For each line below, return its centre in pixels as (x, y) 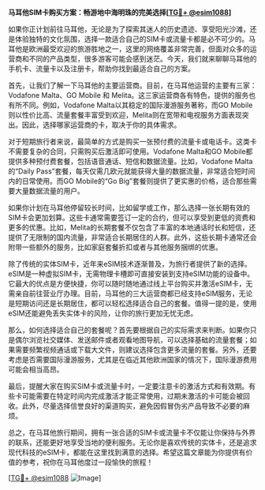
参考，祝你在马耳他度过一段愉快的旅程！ (88, 462)
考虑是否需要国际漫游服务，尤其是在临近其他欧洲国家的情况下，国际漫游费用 (132, 359)
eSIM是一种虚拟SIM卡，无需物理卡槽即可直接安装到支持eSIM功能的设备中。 (131, 274)
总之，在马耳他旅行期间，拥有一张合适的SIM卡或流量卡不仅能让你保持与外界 (132, 432)
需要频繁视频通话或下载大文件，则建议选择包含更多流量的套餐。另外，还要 (136, 350)
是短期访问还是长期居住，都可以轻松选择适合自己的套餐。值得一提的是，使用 (132, 303)
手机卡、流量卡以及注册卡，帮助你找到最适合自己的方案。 (101, 69)
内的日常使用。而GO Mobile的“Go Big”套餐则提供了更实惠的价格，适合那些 (129, 181)
